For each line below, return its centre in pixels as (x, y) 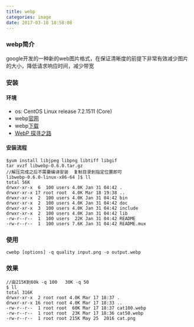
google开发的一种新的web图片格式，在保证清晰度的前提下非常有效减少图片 (97, 58)
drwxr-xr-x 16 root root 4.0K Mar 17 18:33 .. (64, 303)
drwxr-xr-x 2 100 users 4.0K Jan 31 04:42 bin (67, 198)
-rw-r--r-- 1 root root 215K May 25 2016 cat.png (71, 318)
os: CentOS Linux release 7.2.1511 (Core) (63, 111)
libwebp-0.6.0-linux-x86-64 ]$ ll (49, 177)
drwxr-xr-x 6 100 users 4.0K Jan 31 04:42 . (64, 187)
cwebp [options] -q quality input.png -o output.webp (74, 252)
